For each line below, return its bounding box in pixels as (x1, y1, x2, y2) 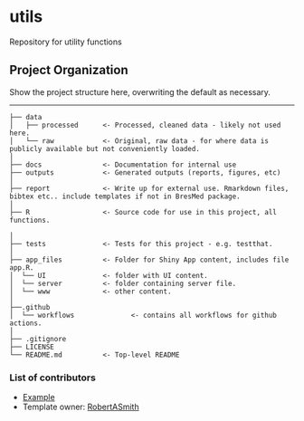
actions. (9, 319, 43, 328)
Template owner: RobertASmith (22, 401, 139, 413)
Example (22, 392, 56, 403)
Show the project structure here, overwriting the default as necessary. (9, 86, 271, 97)
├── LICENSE (9, 342, 54, 351)
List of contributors (9, 371, 97, 384)
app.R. (9, 263, 34, 273)
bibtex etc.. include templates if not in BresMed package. (9, 192, 242, 201)
